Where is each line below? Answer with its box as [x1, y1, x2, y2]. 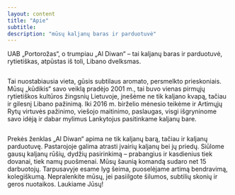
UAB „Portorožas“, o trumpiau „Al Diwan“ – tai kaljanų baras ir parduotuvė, [7, 50, 223, 58]
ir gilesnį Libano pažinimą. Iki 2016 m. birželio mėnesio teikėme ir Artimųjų [7, 100, 223, 108]
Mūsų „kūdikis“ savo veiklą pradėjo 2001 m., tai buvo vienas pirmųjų [7, 84, 205, 93]
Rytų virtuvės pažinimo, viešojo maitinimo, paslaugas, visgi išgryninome [7, 107, 217, 116]
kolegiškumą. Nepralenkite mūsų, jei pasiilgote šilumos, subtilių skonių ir [7, 172, 218, 181]
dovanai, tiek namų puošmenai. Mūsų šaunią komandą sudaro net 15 [7, 157, 207, 166]
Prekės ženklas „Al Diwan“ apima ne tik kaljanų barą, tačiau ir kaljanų [7, 135, 208, 143]
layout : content [7, 10, 55, 18]
